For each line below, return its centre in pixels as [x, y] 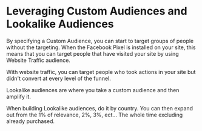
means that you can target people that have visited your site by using [93, 53]
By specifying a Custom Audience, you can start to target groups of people [100, 41]
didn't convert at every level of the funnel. [59, 78]
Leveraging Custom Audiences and [97, 11]
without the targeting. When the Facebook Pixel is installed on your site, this [101, 47]
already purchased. [31, 121]
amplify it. [19, 96]
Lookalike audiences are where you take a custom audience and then [93, 90]
